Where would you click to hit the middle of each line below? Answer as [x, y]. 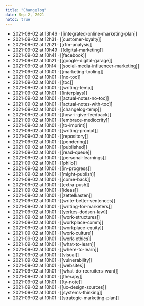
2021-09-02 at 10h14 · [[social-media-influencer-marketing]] [76, 66]
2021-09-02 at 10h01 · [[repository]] [50, 136]
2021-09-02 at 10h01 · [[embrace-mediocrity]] [61, 120]
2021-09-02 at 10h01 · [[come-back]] [51, 179]
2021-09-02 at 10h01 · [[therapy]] [47, 277]
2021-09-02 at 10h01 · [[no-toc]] [46, 77]
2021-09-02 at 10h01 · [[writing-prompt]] [55, 131]
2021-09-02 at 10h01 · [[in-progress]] [52, 168]
